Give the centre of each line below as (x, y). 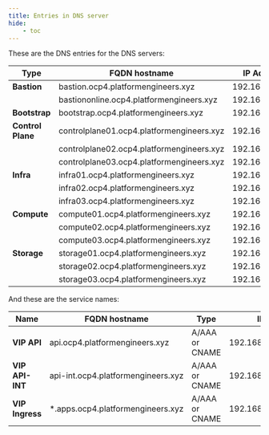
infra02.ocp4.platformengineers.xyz (126, 188)
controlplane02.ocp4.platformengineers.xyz (142, 149)
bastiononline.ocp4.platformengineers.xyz (138, 100)
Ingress (27, 414)
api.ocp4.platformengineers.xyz (109, 343)
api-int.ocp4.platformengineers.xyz (116, 376)
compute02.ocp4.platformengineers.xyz (134, 227)
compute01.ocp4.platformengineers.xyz (134, 214)
